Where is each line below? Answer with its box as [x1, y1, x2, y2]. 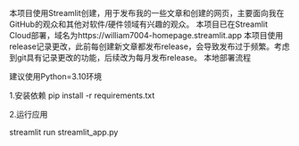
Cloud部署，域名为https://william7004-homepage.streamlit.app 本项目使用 [9, 30, 284, 40]
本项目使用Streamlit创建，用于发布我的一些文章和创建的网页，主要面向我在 [9, 8, 285, 18]
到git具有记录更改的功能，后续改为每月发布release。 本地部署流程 [9, 53, 252, 62]
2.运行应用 [9, 109, 48, 119]
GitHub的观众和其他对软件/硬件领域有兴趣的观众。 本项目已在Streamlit [9, 19, 269, 29]
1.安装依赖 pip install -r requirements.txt [9, 90, 155, 101]
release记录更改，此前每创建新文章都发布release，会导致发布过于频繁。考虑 [9, 41, 290, 52]
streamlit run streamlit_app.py [9, 127, 119, 137]
